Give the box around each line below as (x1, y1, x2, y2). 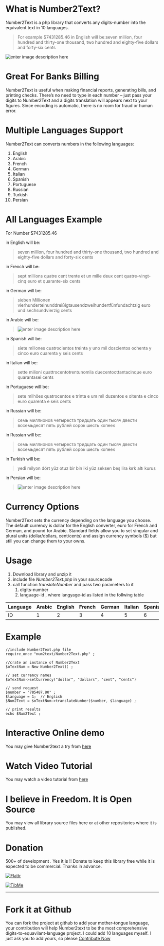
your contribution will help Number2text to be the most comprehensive (5, 925, 147, 931)
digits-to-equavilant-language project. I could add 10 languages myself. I (5, 930, 151, 936)
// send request (5, 686, 38, 690)
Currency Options (5, 501, 79, 512)
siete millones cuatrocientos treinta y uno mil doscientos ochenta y (17, 345, 152, 351)
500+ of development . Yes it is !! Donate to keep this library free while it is (5, 858, 155, 864)
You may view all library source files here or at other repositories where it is (5, 820, 157, 826)
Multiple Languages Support (5, 125, 123, 136)
